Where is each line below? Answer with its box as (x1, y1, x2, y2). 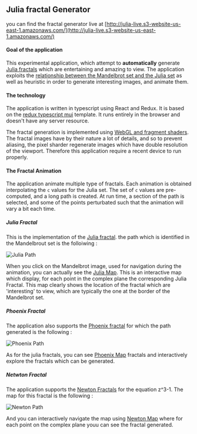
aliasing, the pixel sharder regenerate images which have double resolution (6, 141, 188, 148)
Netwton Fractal (6, 371, 47, 378)
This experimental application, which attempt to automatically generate (6, 59, 181, 67)
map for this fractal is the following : (6, 392, 94, 399)
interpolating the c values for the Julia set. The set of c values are (6, 187, 165, 194)
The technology (6, 91, 46, 99)
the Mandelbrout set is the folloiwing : (6, 240, 98, 247)
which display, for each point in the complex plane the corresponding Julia (6, 275, 187, 282)
